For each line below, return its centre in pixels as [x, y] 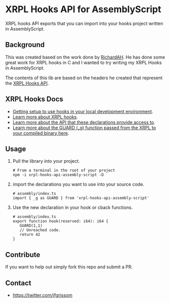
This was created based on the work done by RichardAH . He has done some [85, 57]
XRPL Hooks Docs [34, 99]
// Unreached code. [40, 230]
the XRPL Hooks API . [27, 83]
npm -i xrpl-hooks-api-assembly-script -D [58, 175]
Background [25, 45]
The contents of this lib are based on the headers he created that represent [84, 78]
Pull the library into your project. [46, 161]
